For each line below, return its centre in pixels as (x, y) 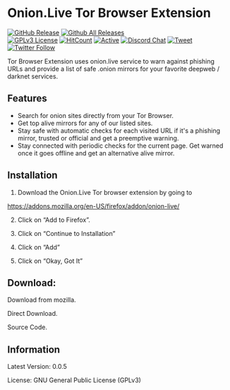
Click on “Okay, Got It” (50, 261)
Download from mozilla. (42, 300)
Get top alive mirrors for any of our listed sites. (85, 123)
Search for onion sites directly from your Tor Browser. (96, 115)
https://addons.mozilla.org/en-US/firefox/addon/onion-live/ (93, 206)
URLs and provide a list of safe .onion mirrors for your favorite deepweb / (114, 69)
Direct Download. (32, 314)
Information (34, 349)
